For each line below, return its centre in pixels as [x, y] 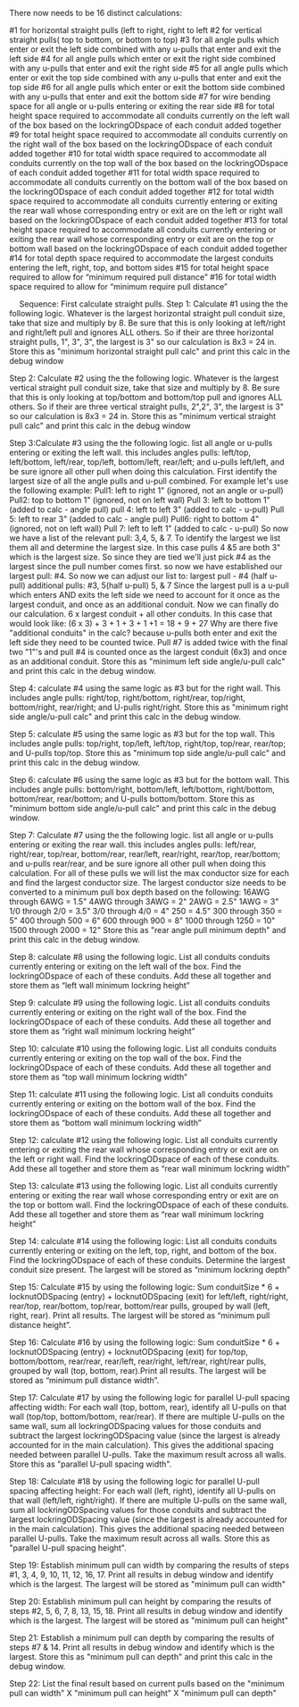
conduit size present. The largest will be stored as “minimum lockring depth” [150, 1270]
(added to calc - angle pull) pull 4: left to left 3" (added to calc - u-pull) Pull [147, 509]
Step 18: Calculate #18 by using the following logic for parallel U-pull [135, 1481]
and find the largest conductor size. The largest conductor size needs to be [148, 883]
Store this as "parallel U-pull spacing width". [91, 1464]
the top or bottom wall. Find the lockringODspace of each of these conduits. [149, 1205]
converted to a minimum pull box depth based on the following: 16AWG [140, 892]
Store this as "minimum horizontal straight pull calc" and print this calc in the [150, 351]
